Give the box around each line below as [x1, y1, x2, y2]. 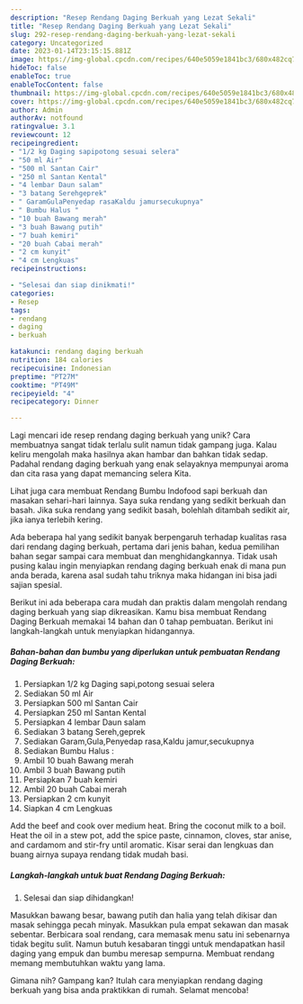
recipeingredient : [10, 139, 79, 148]
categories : [10, 289, 55, 298]
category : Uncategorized [10, 38, 103, 48]
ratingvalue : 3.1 [10, 122, 76, 131]
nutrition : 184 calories [10, 356, 103, 365]
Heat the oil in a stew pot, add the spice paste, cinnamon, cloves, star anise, [10, 830, 292, 841]
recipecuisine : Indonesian [10, 364, 111, 373]
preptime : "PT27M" [10, 372, 79, 381]
